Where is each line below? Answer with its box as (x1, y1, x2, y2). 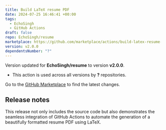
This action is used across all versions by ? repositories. (12, 72, 126, 78)
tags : (5, 16, 16, 21)
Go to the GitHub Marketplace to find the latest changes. (5, 81, 120, 87)
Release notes (5, 95, 50, 104)
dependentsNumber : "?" (5, 48, 52, 53)
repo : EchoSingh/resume (5, 35, 54, 40)
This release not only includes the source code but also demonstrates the (5, 109, 155, 115)
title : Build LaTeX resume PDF (5, 7, 70, 12)
